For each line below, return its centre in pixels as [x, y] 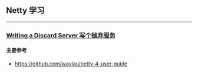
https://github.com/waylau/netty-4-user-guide [71, 64]
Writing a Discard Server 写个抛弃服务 [61, 35]
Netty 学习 [25, 11]
